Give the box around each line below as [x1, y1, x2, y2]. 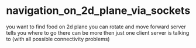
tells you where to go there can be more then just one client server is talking [6, 29, 190, 36]
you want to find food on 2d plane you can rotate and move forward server [6, 23, 186, 30]
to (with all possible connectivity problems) [6, 35, 110, 42]
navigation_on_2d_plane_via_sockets [6, 4, 191, 17]
